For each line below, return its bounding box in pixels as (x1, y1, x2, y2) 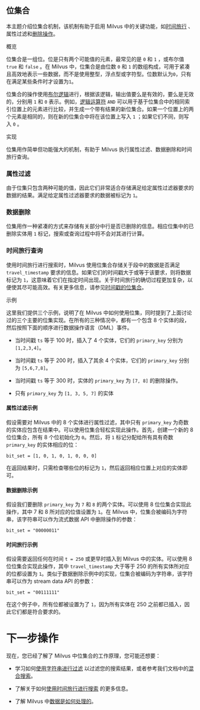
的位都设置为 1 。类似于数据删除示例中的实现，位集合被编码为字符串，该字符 (6, 570, 193, 578)
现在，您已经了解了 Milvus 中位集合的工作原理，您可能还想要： (6, 652, 161, 659)
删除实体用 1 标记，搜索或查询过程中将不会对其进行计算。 (6, 230, 148, 237)
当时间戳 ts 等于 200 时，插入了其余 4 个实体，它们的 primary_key (14, 357, 177, 364)
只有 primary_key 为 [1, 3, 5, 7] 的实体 (14, 390, 114, 397)
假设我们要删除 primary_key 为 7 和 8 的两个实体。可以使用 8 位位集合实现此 (6, 501, 192, 508)
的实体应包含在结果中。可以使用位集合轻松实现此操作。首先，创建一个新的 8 (6, 426, 193, 433)
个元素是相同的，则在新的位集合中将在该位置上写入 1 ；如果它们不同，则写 (6, 113, 189, 120)
